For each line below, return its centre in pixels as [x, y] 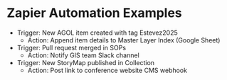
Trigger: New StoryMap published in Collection [85, 62]
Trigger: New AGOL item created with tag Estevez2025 [97, 33]
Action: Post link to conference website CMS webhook [107, 70]
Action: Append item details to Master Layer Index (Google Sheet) [124, 40]
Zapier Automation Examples [94, 13]
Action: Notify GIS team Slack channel [83, 55]
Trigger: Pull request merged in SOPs [71, 47]
